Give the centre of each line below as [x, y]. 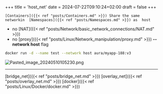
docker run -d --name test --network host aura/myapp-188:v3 [68, 53]
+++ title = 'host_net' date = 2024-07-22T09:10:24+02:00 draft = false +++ [81, 7]
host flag [40, 44]
